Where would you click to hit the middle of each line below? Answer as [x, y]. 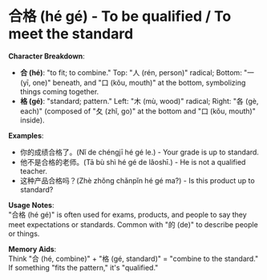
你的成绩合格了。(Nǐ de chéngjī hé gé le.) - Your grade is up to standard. [139, 152]
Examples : [26, 135]
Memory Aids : [32, 249]
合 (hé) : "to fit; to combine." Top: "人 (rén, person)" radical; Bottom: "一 [137, 72]
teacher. [34, 171]
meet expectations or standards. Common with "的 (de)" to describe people [133, 224]
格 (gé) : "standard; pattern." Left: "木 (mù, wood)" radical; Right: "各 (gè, [139, 101]
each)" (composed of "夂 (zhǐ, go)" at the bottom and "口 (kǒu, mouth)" [138, 111]
